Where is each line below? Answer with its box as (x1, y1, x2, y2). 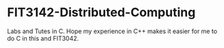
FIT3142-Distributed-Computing (7, 5, 196, 20)
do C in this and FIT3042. (7, 34, 79, 42)
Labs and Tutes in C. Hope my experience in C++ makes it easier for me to (7, 27, 218, 35)
